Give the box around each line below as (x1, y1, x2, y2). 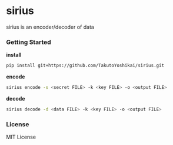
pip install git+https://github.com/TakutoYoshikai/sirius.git (6, 63, 165, 68)
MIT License (6, 133, 36, 141)
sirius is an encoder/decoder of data (6, 23, 94, 30)
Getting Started (6, 38, 51, 46)
